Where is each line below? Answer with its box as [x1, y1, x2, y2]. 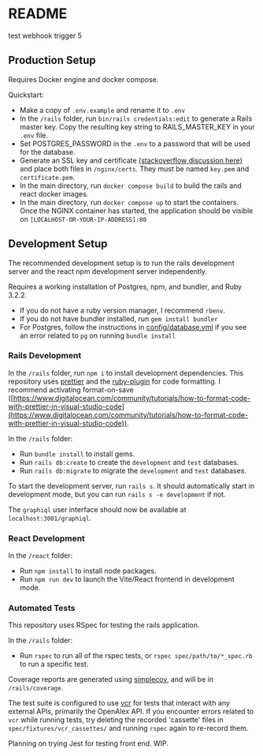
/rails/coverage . [8, 683, 64, 693]
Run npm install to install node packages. [19, 566, 157, 576]
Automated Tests [8, 603, 76, 614]
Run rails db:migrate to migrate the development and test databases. [19, 466, 246, 475]
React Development [8, 533, 85, 544]
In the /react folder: [8, 551, 73, 560]
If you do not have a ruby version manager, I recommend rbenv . [19, 305, 226, 315]
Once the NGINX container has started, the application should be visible [19, 206, 254, 215]
